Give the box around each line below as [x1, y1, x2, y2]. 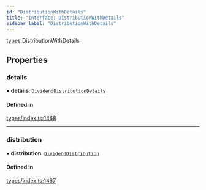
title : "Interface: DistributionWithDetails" [6, 15, 124, 21]
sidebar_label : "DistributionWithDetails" [6, 20, 116, 26]
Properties [6, 54, 48, 65]
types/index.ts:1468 [6, 114, 56, 122]
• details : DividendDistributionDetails [6, 87, 106, 95]
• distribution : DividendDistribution [6, 149, 99, 156]
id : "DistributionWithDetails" [6, 9, 86, 15]
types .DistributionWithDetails [6, 37, 80, 45]
